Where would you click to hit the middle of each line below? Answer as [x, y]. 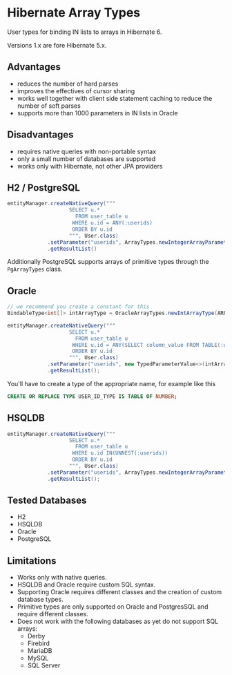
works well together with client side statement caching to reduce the [115, 98]
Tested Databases [47, 501]
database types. [40, 600]
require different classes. [52, 614]
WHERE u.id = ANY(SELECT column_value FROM [135, 345]
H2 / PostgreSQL [44, 188]
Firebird [39, 643]
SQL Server [44, 665]
